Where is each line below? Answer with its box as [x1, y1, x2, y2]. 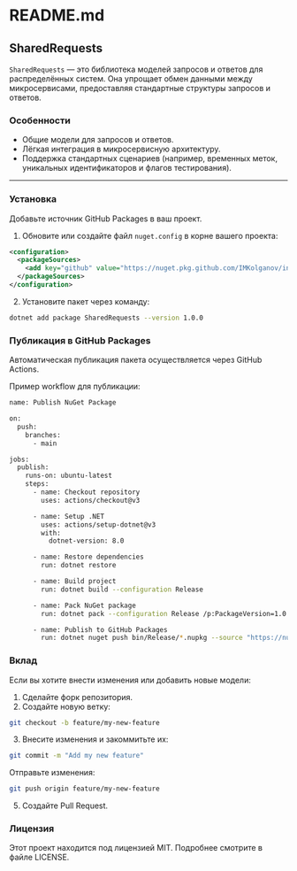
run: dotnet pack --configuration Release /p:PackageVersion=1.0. [41, 609, 291, 618]
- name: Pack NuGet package [32, 601, 137, 610]
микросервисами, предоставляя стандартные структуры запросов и [9, 83, 271, 93]
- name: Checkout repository [32, 488, 141, 497]
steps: [25, 480, 49, 489]
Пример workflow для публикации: [9, 382, 141, 392]
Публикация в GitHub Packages [9, 334, 151, 346]
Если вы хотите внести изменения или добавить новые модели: [9, 674, 252, 685]
